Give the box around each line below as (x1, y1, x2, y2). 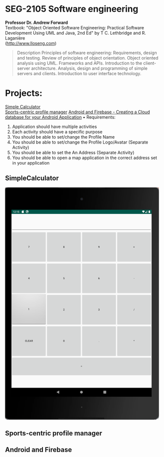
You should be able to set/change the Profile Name (12, 134, 115, 140)
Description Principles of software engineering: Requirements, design (17, 50, 157, 56)
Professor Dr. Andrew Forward (5, 20, 68, 25)
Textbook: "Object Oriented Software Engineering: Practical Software (5, 24, 144, 30)
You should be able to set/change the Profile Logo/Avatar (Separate (12, 139, 148, 145)
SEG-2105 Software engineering (5, 3, 139, 15)
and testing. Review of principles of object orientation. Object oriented (17, 55, 159, 61)
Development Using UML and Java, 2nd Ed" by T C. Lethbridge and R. (5, 30, 146, 36)
